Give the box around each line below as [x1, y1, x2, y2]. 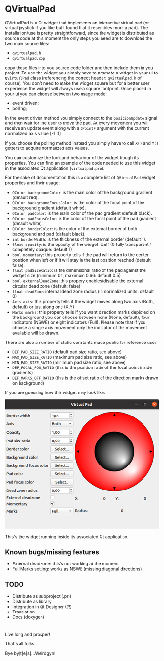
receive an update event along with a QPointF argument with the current [5, 125, 150, 131]
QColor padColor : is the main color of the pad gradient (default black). [12, 210, 152, 216]
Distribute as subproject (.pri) [12, 593, 72, 599]
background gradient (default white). [12, 205, 86, 211]
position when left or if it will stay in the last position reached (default [12, 257, 151, 263]
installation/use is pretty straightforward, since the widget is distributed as [5, 30, 154, 36]
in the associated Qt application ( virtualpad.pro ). [5, 165, 105, 171]
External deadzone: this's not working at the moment [12, 561, 119, 567]
